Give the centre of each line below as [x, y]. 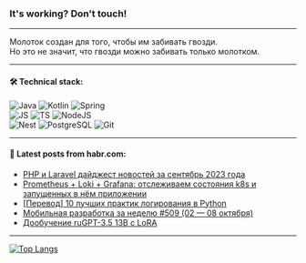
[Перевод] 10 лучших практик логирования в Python [125, 203]
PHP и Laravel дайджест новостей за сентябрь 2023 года [134, 174]
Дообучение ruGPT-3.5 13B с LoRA [90, 222]
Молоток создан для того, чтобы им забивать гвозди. [114, 42]
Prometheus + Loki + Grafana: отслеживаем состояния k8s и [139, 184]
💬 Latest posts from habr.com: [68, 154]
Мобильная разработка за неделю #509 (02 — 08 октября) [138, 213]
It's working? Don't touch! [68, 14]
